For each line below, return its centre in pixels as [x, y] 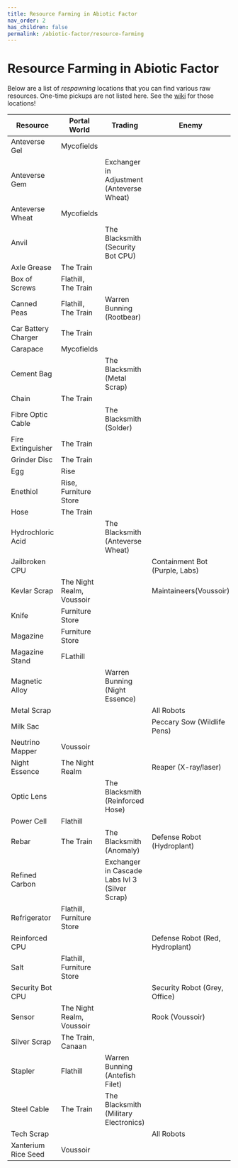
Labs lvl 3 [121, 880]
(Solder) [119, 428]
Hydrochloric [33, 532]
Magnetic [27, 681]
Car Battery [30, 329]
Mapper [24, 751]
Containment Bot [179, 562]
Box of [22, 279]
